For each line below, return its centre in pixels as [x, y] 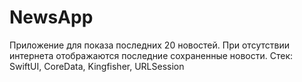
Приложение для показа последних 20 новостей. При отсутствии [149, 45]
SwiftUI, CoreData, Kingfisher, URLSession [97, 66]
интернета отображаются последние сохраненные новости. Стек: [151, 55]
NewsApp [51, 17]
